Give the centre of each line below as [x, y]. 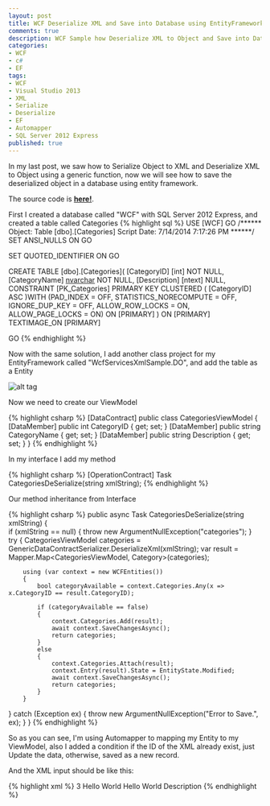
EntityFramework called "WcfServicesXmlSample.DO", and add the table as [133, 362]
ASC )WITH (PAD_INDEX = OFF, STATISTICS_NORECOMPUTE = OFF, [123, 297]
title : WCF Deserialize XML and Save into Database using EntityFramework [136, 23]
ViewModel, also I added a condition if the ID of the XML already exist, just [132, 746]
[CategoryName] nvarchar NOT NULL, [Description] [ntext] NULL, [117, 279]
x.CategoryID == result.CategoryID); [72, 593]
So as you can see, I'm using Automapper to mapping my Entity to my [124, 738]
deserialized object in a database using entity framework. [103, 183]
